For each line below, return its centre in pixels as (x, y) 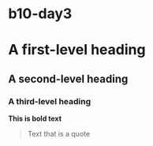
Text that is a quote (59, 134)
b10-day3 (40, 14)
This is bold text (35, 118)
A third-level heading (50, 101)
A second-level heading (68, 79)
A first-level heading (77, 50)
